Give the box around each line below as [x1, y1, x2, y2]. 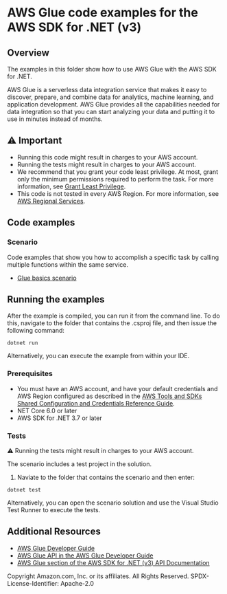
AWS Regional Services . [16, 197, 86, 205]
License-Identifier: [7, 579, 60, 587]
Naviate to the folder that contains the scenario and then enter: [16, 473, 195, 481]
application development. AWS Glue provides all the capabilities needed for [7, 100, 220, 108]
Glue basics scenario [16, 274, 77, 282]
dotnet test [7, 486, 41, 493]
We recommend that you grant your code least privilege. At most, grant [16, 167, 218, 176]
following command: [7, 327, 65, 335]
